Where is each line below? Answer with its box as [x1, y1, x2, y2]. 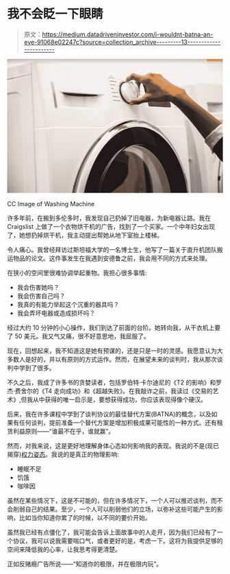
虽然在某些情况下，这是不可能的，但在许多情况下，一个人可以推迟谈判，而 [7, 497, 217, 505]
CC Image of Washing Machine [7, 200, 94, 208]
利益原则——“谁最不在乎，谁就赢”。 [12, 427, 115, 436]
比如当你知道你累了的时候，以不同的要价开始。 [18, 514, 151, 522]
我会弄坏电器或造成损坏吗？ [16, 309, 96, 317]
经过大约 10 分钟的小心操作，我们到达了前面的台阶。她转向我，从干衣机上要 [7, 323, 221, 332]
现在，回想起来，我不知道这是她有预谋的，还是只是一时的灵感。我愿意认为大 [7, 347, 223, 355]
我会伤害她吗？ [16, 284, 60, 292]
